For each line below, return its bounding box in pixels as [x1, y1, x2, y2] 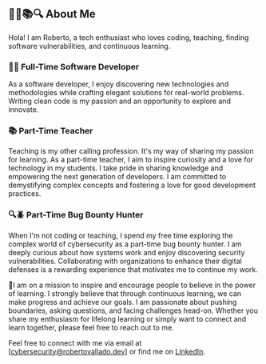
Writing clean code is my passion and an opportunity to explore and [8, 96, 232, 106]
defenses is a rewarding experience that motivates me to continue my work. [8, 264, 258, 274]
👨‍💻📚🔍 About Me [8, 7, 96, 21]
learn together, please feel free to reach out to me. [8, 322, 174, 332]
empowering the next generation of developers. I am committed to [8, 172, 226, 182]
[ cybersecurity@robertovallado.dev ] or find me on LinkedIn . [8, 346, 206, 356]
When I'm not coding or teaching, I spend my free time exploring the [8, 230, 233, 240]
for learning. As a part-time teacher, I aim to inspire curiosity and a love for [8, 155, 254, 165]
